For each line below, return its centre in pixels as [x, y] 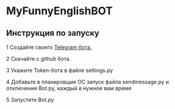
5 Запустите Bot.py [30, 100]
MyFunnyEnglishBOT [60, 11]
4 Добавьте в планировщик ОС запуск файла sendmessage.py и [87, 82]
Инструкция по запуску [53, 33]
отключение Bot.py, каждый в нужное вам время [69, 88]
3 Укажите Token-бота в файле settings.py [60, 70]
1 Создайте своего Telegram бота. [49, 47]
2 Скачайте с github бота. [39, 59]
